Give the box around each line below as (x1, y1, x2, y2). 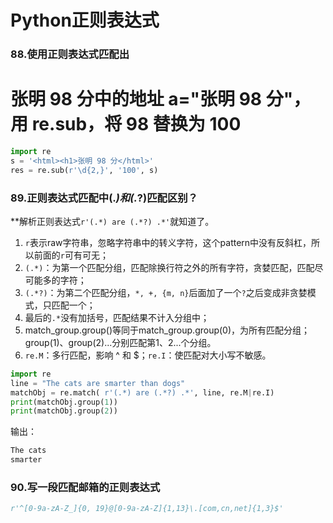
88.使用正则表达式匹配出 (10, 47, 130, 61)
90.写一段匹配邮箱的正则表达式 (10, 481, 161, 495)
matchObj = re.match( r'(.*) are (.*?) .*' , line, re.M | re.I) (10, 387, 275, 398)
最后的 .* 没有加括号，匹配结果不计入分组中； (24, 311, 210, 323)
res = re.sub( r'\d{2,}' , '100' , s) (10, 165, 159, 175)
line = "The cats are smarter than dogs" (10, 378, 186, 388)
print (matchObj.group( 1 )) (10, 397, 118, 407)
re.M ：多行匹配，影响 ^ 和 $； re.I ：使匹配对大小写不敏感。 (24, 349, 272, 361)
